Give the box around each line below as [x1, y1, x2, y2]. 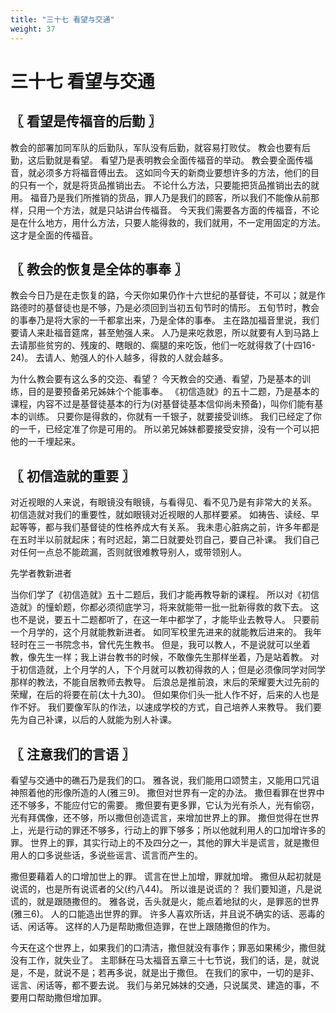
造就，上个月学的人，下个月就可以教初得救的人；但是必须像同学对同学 [36, 664, 326, 676]
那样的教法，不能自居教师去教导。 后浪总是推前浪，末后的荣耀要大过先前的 [10, 676, 320, 688]
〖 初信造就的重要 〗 [10, 467, 135, 485]
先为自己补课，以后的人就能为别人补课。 [10, 714, 177, 726]
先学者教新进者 [10, 567, 72, 580]
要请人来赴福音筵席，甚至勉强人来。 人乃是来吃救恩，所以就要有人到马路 [10, 327, 311, 339]
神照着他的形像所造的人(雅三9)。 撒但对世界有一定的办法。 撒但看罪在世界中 [10, 786, 325, 798]
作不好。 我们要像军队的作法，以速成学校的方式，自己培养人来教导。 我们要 [10, 701, 322, 713]
